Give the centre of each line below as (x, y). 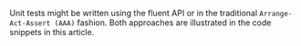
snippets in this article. (52, 32)
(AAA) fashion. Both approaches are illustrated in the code (163, 23)
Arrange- (276, 14)
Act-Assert (30, 23)
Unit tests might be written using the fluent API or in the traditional (134, 13)
